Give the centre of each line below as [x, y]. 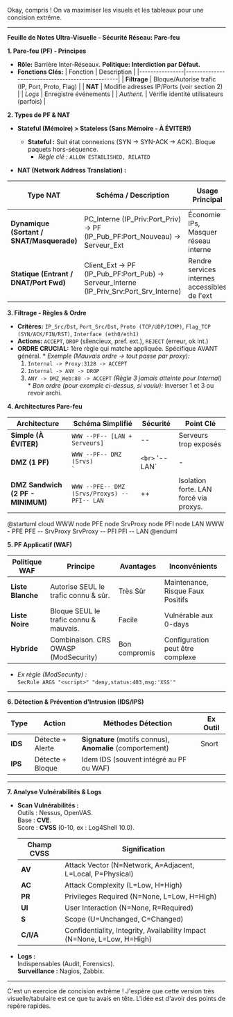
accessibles [208, 287]
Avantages [138, 566]
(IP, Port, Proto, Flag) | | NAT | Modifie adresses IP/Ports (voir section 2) [120, 87]
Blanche [25, 596]
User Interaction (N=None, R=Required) [129, 908]
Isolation [192, 481]
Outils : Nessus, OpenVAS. [55, 813]
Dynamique [30, 223]
